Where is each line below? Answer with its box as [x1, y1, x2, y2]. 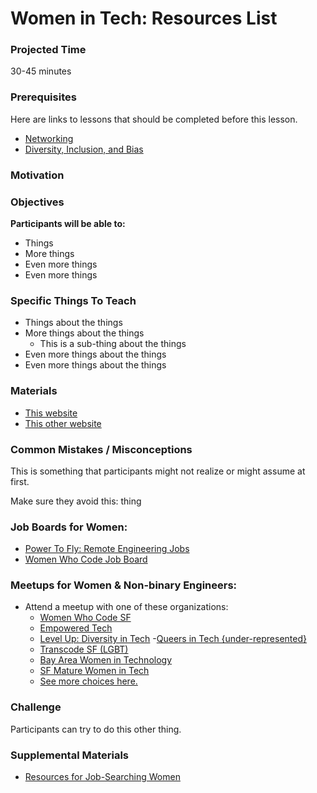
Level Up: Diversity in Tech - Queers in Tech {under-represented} [39, 633, 307, 645]
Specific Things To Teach [10, 293, 137, 307]
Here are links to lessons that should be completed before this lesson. [10, 113, 298, 125]
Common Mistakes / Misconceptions [10, 442, 193, 456]
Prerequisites [10, 90, 77, 104]
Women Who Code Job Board [24, 553, 148, 566]
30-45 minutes [10, 65, 72, 77]
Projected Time [10, 43, 87, 57]
